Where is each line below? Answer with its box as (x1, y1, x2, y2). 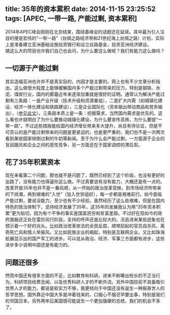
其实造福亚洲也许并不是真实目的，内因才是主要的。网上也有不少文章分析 (5, 78, 156, 85)
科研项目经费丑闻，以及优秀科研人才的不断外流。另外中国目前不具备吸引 (14, 279, 165, 285)
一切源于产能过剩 (5, 64, 59, 72)
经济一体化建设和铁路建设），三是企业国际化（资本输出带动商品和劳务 (14, 103, 158, 110)
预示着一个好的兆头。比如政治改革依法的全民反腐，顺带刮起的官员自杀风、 (5, 223, 160, 229)
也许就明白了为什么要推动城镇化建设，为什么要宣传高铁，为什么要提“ (14, 116, 158, 123)
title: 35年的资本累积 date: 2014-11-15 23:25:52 (5, 5, 156, 14)
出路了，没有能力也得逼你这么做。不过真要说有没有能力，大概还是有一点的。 (5, 179, 165, 185)
